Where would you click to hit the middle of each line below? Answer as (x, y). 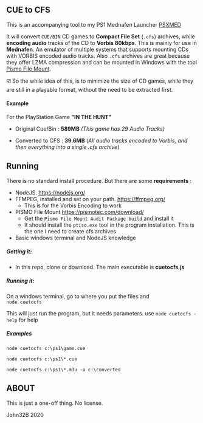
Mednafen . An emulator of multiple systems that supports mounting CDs (98, 49)
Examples (19, 334)
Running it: (20, 281)
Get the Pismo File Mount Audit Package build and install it (99, 218)
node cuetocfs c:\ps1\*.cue (42, 359)
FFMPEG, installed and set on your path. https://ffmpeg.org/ (90, 199)
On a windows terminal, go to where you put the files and (78, 296)
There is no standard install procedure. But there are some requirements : (99, 181)
